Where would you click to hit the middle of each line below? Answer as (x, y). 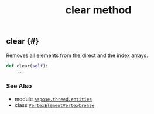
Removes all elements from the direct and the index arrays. (77, 55)
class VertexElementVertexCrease (54, 105)
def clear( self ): (27, 66)
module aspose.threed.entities (53, 99)
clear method (98, 10)
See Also (19, 86)
